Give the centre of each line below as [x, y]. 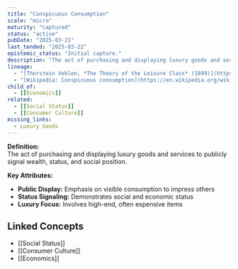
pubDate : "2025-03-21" [41, 40]
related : [20, 100]
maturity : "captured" [39, 27]
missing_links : [30, 119]
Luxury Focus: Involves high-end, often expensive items [100, 204]
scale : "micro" [30, 21]
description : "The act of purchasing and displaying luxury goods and [114, 60]
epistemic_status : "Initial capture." [64, 54]
